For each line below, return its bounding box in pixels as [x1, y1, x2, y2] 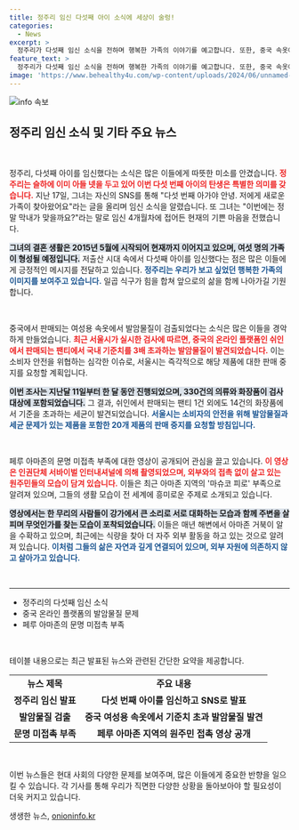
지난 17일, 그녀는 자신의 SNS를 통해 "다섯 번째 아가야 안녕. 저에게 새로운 [35, 189, 286, 200]
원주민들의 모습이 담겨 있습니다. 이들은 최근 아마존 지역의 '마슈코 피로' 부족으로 [9, 478, 282, 488]
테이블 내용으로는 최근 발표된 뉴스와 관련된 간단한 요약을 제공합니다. [9, 655, 245, 665]
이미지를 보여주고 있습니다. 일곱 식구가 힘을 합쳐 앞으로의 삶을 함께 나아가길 [9, 275, 270, 286]
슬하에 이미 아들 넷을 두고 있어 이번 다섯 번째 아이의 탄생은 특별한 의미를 [32, 179, 278, 189]
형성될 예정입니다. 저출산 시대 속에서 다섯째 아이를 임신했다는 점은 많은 [18, 253, 263, 263]
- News [17, 29, 42, 38]
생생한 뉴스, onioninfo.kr [9, 810, 96, 821]
